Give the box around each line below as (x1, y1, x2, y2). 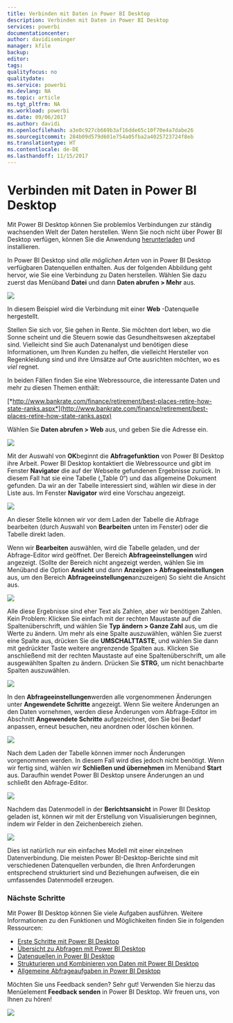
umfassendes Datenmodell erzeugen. (7, 875, 114, 884)
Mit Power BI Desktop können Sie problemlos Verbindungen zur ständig (7, 220, 212, 228)
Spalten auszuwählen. (7, 666, 71, 674)
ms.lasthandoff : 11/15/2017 (7, 152, 89, 160)
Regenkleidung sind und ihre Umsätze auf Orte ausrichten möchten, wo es (7, 355, 221, 363)
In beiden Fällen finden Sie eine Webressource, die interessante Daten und (7, 376, 221, 384)
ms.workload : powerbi (7, 107, 70, 114)
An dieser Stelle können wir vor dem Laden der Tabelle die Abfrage (7, 515, 199, 523)
